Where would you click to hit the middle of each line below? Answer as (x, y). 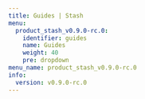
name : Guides (44, 46)
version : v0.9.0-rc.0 (51, 82)
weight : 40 (41, 53)
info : (17, 75)
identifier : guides (55, 38)
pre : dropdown (46, 61)
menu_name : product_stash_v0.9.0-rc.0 (72, 68)
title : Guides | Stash (46, 16)
